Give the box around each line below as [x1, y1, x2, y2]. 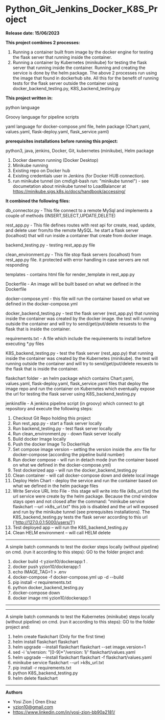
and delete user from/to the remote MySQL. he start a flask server [5, 227, 139, 233]
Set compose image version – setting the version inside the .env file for [12, 446, 156, 452]
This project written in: [5, 95, 53, 101]
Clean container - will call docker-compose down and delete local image [12, 472, 159, 478]
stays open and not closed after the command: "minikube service [12, 498, 145, 504]
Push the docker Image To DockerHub [12, 441, 90, 447]
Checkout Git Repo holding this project [12, 415, 91, 421]
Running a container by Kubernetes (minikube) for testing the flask [12, 59, 147, 65]
